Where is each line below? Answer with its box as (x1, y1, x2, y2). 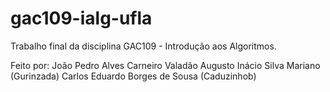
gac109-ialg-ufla (10, 7, 153, 30)
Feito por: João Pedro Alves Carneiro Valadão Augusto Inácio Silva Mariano (10, 59, 321, 71)
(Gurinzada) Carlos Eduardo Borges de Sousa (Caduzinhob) (10, 70, 257, 82)
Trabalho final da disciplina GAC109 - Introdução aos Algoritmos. (10, 40, 277, 52)
